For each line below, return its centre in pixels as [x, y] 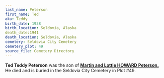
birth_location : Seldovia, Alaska [41, 28]
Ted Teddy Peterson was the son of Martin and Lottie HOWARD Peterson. [82, 65]
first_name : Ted [22, 14]
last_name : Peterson [27, 10]
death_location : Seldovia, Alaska [41, 38]
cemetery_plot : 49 [24, 46]
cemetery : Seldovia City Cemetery [41, 42]
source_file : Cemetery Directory [40, 51]
